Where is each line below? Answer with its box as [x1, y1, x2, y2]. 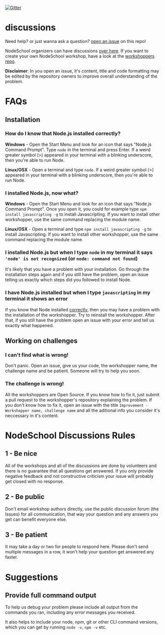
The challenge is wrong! [5, 381, 64, 387]
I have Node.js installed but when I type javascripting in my [5, 289, 151, 296]
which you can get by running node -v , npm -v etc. [5, 624, 107, 630]
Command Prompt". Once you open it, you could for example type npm [5, 206, 147, 212]
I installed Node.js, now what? [5, 189, 79, 196]
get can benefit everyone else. [5, 516, 67, 522]
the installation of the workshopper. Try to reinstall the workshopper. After [5, 312, 155, 318]
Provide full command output [5, 591, 97, 599]
